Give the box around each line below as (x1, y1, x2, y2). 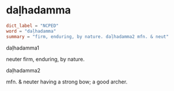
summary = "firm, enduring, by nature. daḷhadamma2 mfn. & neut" (6, 33, 169, 40)
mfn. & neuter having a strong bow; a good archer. (6, 78, 128, 85)
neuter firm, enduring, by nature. (6, 55, 85, 62)
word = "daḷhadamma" (6, 28, 57, 34)
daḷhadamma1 (6, 44, 39, 51)
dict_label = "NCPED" (6, 23, 59, 29)
